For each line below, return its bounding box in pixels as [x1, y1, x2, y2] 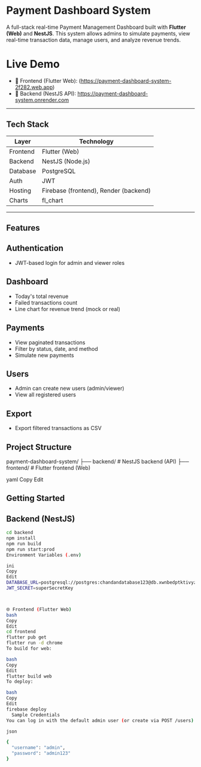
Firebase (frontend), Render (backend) [41, 186, 151, 195]
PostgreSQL [41, 166, 76, 175]
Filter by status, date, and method [14, 345, 98, 352]
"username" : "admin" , [11, 745, 66, 751]
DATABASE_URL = [6, 580, 42, 586]
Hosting [9, 186, 32, 195]
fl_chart [41, 196, 63, 204]
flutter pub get [6, 634, 47, 640]
